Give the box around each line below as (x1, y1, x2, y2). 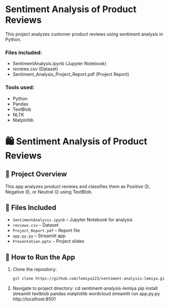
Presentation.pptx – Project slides (12, 238, 85, 244)
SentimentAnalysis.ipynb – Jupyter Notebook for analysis (12, 216, 133, 223)
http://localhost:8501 (12, 296, 56, 302)
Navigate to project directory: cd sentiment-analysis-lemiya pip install (12, 285, 158, 291)
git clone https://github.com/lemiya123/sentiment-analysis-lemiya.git (12, 276, 167, 281)
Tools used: (5, 84, 35, 91)
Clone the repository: (12, 267, 57, 273)
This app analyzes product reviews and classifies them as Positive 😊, (5, 183, 151, 189)
